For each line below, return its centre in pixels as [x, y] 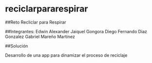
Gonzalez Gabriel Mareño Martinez [40, 37]
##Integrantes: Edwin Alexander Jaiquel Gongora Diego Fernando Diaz [76, 31]
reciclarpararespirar [47, 9]
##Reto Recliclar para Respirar [36, 22]
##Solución [17, 46]
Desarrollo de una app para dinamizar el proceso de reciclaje [66, 55]
